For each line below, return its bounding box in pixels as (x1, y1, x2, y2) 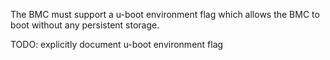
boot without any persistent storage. (10, 19, 160, 31)
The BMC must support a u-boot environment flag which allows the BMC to (10, 9, 320, 20)
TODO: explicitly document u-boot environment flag (10, 39, 224, 50)
